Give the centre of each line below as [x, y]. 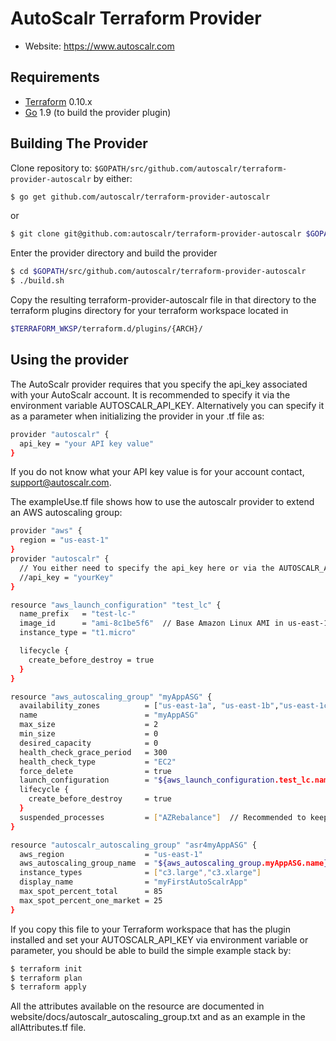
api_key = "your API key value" [87, 443]
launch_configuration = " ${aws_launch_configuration [147, 780]
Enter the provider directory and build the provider [114, 253]
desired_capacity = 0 [89, 743]
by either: [113, 178]
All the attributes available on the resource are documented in [137, 1006]
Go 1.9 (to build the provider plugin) [98, 112]
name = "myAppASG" [109, 715]
